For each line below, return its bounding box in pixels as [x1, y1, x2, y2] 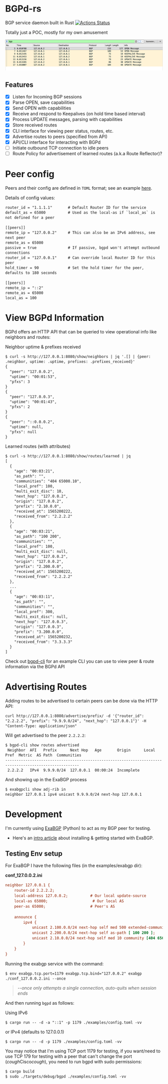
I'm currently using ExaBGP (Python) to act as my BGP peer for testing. [5, 825, 151, 831]
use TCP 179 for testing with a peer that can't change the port [5, 1053, 132, 1059]
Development [5, 808, 62, 820]
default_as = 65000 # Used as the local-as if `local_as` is [5, 210, 155, 215]
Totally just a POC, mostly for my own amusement [5, 29, 108, 35]
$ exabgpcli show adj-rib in [5, 787, 66, 792]
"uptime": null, [9, 424, 43, 429]
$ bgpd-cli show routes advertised [5, 743, 79, 748]
